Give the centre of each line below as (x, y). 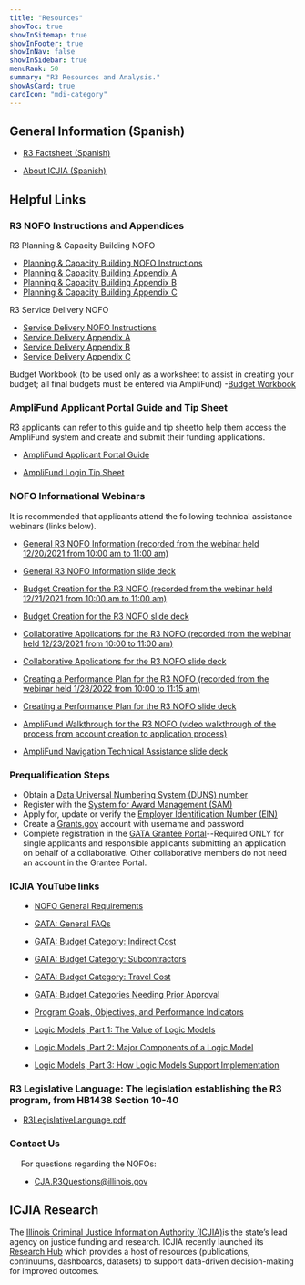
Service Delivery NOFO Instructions (89, 328)
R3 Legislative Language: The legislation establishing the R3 (146, 1089)
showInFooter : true (46, 43)
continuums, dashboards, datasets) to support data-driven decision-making (152, 1261)
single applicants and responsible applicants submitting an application (154, 843)
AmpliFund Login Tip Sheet (73, 473)
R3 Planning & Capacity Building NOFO (82, 246)
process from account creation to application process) (125, 733)
